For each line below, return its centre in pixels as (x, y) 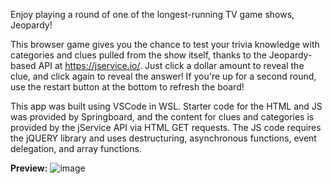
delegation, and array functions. (76, 148)
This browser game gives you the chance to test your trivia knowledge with (165, 44)
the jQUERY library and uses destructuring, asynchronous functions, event (163, 138)
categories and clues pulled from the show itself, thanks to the (138, 55)
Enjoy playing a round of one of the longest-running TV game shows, (152, 14)
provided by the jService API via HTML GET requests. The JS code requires (166, 127)
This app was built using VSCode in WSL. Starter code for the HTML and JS (166, 106)
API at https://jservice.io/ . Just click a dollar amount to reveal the (171, 65)
